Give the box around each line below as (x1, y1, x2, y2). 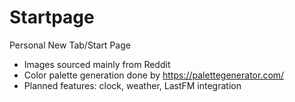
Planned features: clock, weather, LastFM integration (23, 79, 242, 91)
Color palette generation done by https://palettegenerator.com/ (23, 69, 285, 81)
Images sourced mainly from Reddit (23, 58, 171, 70)
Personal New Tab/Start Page (9, 39, 131, 51)
